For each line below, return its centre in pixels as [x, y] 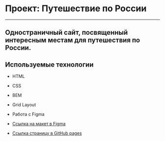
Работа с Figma [28, 114]
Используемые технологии [49, 64]
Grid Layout [24, 105]
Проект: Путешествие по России [76, 9]
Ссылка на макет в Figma [39, 124]
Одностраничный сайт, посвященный [67, 33]
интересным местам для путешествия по [73, 40]
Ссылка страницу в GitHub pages [47, 133]
